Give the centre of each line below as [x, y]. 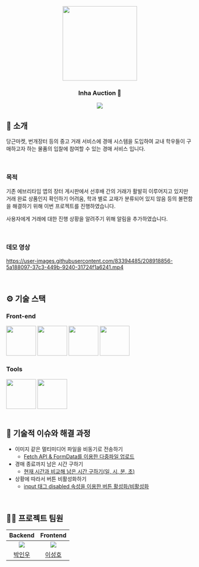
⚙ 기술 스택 [26, 299]
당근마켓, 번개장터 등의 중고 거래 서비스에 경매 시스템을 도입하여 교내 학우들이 [96, 141]
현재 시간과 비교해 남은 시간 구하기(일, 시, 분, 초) [79, 471]
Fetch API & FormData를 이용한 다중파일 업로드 [79, 456]
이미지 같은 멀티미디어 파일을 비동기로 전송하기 [69, 449]
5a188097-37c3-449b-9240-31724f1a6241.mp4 [65, 267]
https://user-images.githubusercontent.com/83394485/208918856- [90, 261]
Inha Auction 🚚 [100, 93]
